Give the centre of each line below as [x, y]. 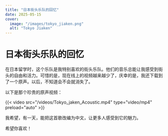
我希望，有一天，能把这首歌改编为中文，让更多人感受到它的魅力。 [73, 118]
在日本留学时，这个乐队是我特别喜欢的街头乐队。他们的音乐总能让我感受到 [82, 69]
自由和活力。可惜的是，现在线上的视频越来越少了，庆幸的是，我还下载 [86, 76]
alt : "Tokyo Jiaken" [31, 28]
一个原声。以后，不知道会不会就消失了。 [51, 82]
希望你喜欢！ [18, 129]
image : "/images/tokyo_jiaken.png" [47, 24]
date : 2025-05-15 [23, 14]
